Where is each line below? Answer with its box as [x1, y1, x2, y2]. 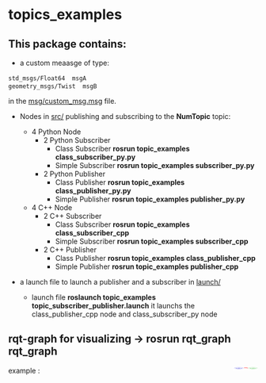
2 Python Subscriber [43, 136, 111, 144]
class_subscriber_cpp [55, 228, 130, 237]
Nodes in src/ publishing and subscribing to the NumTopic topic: [19, 112, 231, 121]
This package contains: [8, 37, 127, 51]
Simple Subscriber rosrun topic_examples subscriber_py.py [55, 161, 255, 170]
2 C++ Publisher [43, 245, 97, 255]
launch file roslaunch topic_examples [31, 293, 157, 302]
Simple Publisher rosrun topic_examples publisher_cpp [55, 262, 239, 271]
